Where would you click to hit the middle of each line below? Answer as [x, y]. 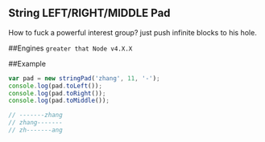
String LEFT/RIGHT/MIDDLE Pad [89, 13]
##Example [27, 63]
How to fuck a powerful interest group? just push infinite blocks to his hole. [133, 32]
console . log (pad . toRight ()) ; [57, 93]
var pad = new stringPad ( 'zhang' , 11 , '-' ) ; [84, 78]
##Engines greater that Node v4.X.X [70, 48]
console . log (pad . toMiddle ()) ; [59, 101]
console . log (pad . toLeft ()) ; [56, 86]
